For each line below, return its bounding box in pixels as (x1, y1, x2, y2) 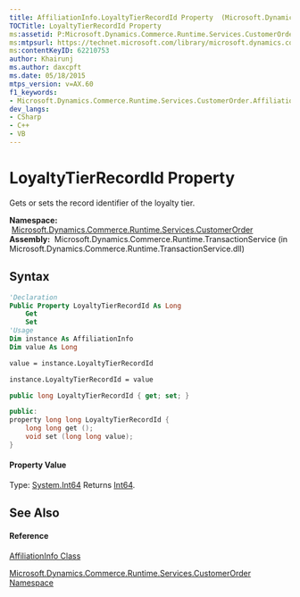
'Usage (9, 326, 34, 335)
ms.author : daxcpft (9, 63, 82, 72)
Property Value (9, 459, 67, 470)
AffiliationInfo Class (9, 551, 81, 561)
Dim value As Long (9, 342, 78, 351)
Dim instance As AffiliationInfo (9, 334, 134, 343)
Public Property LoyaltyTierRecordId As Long (9, 301, 181, 310)
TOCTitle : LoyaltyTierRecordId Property (9, 21, 162, 30)
